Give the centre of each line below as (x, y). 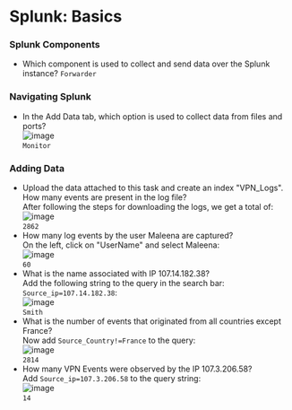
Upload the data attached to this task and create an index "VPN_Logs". (153, 188)
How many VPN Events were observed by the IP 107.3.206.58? (137, 369)
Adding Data (37, 168)
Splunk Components (55, 45)
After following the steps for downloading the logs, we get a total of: (148, 207)
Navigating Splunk (50, 97)
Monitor (36, 145)
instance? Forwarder (59, 74)
